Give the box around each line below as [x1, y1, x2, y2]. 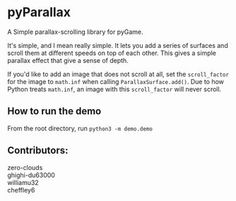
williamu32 [7, 178, 39, 187]
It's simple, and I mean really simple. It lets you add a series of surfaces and [7, 41, 228, 49]
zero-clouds [7, 163, 43, 171]
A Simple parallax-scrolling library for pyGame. [7, 28, 143, 36]
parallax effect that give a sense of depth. [7, 56, 129, 64]
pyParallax [7, 4, 71, 20]
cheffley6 [7, 185, 35, 194]
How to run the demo [7, 105, 102, 117]
